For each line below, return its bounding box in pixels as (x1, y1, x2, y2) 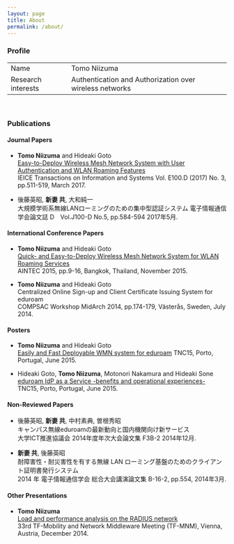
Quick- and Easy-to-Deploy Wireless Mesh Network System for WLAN (17, 252, 219, 260)
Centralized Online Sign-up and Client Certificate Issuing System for (17, 288, 213, 296)
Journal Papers (7, 136, 52, 144)
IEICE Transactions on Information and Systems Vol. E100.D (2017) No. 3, (17, 173, 226, 182)
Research (10, 75, 42, 84)
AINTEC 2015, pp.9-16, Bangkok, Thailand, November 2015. (17, 267, 188, 275)
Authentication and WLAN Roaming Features (17, 166, 146, 174)
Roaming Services (17, 259, 70, 267)
